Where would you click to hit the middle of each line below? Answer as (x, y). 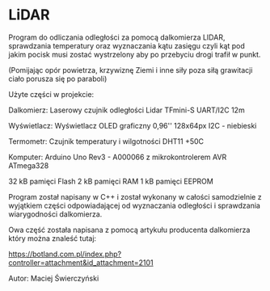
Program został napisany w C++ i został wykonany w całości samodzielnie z (135, 196)
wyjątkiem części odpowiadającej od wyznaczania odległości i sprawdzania (135, 205)
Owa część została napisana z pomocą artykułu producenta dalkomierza (129, 230)
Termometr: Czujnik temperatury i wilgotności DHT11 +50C (106, 141)
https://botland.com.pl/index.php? (65, 254)
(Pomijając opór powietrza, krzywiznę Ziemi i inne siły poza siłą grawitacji (131, 70)
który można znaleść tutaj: (53, 238)
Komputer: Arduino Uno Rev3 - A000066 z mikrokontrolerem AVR (118, 157)
